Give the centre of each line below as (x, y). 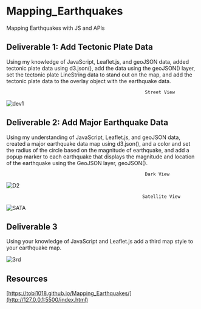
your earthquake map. (34, 248)
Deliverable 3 (32, 227)
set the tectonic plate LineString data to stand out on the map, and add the (99, 75)
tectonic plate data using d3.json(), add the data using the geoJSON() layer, (101, 68)
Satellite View (161, 196)
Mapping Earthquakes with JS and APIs (56, 28)
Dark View (157, 174)
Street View (160, 92)
